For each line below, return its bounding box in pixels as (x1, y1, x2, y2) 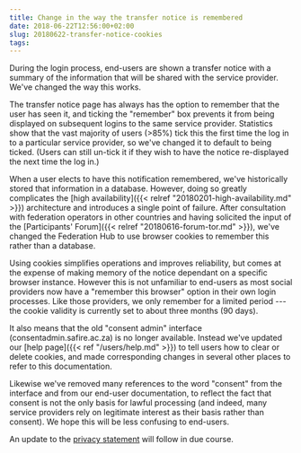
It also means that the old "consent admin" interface (9, 323, 202, 334)
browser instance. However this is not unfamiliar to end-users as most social (9, 277, 293, 288)
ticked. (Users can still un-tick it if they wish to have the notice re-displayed (9, 147, 289, 158)
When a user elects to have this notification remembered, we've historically (9, 174, 288, 185)
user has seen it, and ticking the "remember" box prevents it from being (9, 109, 275, 119)
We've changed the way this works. (9, 82, 142, 92)
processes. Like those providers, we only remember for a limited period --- (9, 296, 287, 307)
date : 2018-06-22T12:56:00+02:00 (9, 22, 135, 30)
